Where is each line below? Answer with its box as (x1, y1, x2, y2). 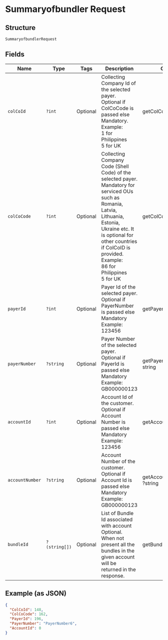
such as (101, 194, 120, 201)
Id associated (101, 516, 133, 523)
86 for (101, 262, 116, 269)
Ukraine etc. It (101, 225, 134, 232)
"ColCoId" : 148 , (9, 607, 43, 612)
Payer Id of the (101, 283, 136, 290)
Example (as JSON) (5, 589, 66, 598)
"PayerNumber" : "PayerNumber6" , (9, 621, 77, 626)
